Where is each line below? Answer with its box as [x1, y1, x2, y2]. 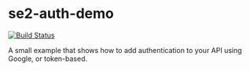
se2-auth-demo [8, 5, 114, 23]
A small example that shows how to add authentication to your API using [8, 45, 242, 55]
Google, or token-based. [8, 54, 88, 63]
